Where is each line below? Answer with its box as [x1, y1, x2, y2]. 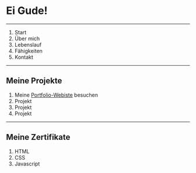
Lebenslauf [14, 41, 42, 48]
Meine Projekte [6, 76, 62, 86]
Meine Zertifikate [6, 132, 71, 142]
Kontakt [14, 54, 34, 61]
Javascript [14, 160, 40, 167]
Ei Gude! [6, 4, 48, 17]
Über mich [14, 35, 40, 42]
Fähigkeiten [14, 47, 43, 54]
